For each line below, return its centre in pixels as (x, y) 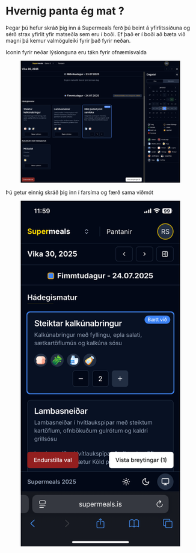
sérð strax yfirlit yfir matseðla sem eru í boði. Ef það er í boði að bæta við (96, 34)
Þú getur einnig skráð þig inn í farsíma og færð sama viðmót (80, 192)
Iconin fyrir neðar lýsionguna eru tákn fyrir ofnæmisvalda (76, 52)
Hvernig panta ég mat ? (65, 11)
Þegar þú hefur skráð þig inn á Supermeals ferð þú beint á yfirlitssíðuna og (98, 28)
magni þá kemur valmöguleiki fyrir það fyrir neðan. (68, 40)
